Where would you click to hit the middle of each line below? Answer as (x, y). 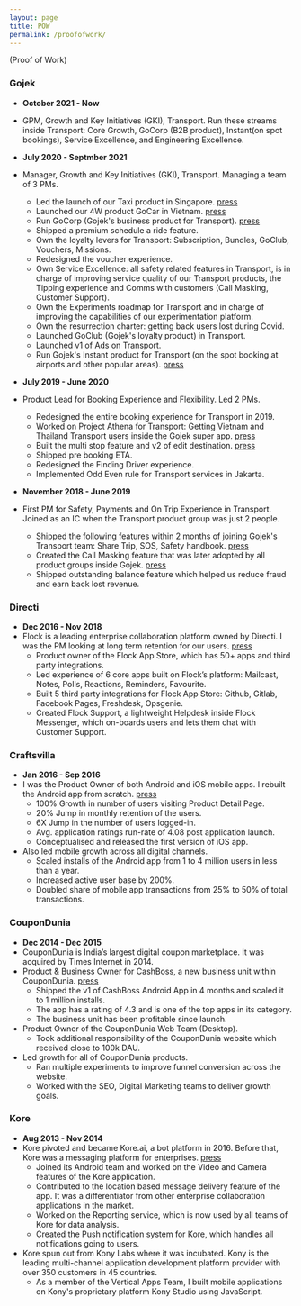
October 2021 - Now (61, 103)
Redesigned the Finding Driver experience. (115, 464)
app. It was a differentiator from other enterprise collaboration (150, 1195)
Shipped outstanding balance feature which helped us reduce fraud (161, 574)
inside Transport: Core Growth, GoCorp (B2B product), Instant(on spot (152, 130)
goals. (47, 1095)
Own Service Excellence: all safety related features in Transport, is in (163, 268)
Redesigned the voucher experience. (104, 258)
